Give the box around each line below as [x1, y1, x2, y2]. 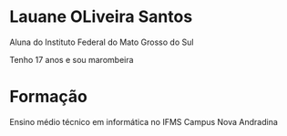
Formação [9, 87, 88, 107]
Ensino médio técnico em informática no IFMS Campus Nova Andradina [9, 116, 278, 127]
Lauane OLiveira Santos [9, 6, 193, 27]
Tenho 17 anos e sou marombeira [9, 54, 134, 65]
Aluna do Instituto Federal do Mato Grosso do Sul [9, 37, 194, 47]
